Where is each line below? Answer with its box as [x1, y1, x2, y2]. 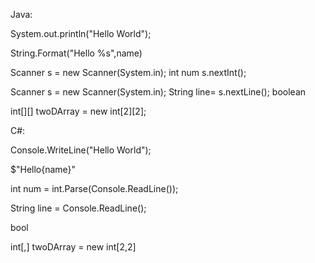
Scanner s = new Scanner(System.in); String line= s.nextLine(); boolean [10, 86, 307, 98]
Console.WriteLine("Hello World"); [10, 144, 152, 156]
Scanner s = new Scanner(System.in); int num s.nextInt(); [10, 67, 247, 78]
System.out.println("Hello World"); [10, 28, 152, 39]
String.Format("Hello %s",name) [10, 47, 143, 59]
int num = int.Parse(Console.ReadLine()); [10, 183, 179, 194]
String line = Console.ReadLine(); [10, 202, 147, 214]
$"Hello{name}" [10, 164, 77, 175]
